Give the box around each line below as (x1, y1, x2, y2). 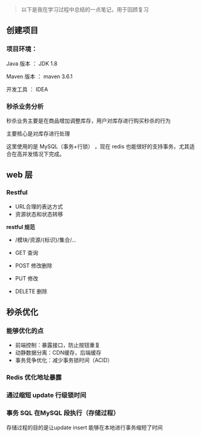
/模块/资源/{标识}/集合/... (15, 236, 77, 243)
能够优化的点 (6, 326, 44, 335)
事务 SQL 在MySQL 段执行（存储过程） (6, 409, 120, 417)
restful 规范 (6, 223, 35, 231)
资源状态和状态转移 (15, 210, 64, 217)
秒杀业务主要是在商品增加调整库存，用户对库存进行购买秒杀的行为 (6, 117, 171, 124)
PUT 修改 (15, 275, 39, 282)
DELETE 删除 (15, 287, 48, 295)
